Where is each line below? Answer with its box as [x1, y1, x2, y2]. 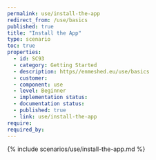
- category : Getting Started [13, 62, 97, 69]
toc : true [7, 42, 36, 49]
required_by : [7, 126, 45, 133]
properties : [7, 49, 41, 56]
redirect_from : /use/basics [7, 17, 88, 24]
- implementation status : [13, 94, 88, 101]
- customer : [13, 74, 48, 82]
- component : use [13, 81, 64, 88]
